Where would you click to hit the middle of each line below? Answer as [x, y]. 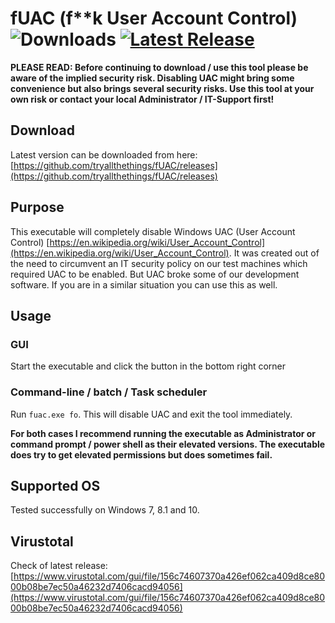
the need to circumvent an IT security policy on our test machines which [159, 263]
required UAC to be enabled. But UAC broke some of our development [155, 274]
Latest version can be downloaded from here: [104, 154]
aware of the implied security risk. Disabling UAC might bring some [152, 78]
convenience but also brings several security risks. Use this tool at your [162, 88]
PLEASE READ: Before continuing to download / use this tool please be [159, 67]
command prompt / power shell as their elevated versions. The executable [168, 444]
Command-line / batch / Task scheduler [109, 392]
